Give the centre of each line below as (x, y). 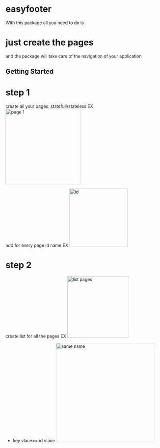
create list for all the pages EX (36, 336)
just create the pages (50, 42)
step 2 (19, 265)
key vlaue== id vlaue (34, 441)
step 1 (18, 93)
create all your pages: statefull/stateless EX (50, 106)
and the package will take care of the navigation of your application (74, 56)
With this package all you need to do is (45, 23)
